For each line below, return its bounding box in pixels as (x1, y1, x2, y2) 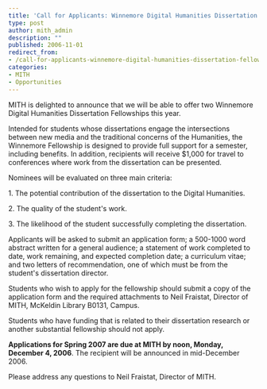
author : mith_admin (8, 26, 73, 34)
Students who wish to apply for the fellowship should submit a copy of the (8, 283, 251, 293)
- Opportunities (8, 78, 62, 86)
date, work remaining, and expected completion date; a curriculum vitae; (8, 251, 246, 260)
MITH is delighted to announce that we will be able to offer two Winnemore (8, 100, 253, 110)
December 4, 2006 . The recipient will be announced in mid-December (8, 348, 240, 357)
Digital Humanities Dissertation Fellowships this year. (8, 108, 181, 117)
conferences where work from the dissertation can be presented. (8, 157, 222, 167)
